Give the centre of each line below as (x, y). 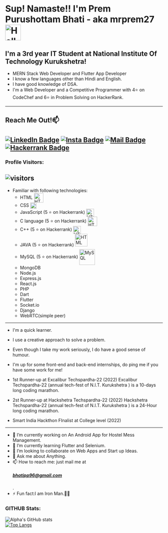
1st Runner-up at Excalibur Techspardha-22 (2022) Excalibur (75, 380)
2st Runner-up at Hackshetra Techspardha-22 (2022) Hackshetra (80, 400)
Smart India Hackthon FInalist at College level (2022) (67, 421)
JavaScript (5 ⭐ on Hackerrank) (52, 212)
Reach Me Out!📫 (32, 120)
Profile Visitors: (24, 162)
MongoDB (30, 268)
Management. (27, 440)
